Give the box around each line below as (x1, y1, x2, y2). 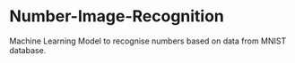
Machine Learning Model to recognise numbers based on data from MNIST (9, 35, 287, 46)
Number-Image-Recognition (9, 6, 224, 27)
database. (9, 44, 47, 55)
